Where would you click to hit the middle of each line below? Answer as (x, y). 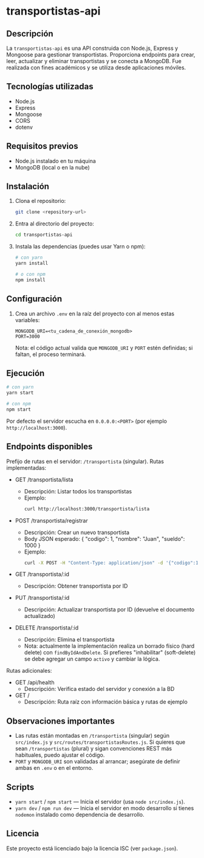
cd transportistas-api (44, 235)
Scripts (20, 787)
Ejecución (25, 373)
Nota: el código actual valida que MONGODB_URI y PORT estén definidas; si (104, 348)
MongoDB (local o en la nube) (52, 167)
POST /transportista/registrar (51, 520)
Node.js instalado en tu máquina (55, 161)
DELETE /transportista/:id (47, 628)
